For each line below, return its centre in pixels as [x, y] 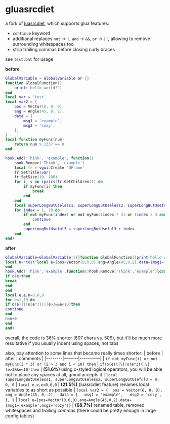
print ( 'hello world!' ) [38, 88]
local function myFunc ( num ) [35, 140]
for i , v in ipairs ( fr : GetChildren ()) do [59, 182]
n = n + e [11, 319]
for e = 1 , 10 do [20, 300]
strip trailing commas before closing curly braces [64, 49]
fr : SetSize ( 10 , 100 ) [36, 177]
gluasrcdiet [30, 9]
